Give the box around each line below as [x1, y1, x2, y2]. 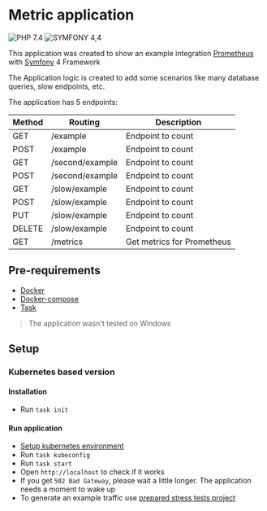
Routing [68, 116, 100, 128]
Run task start [19, 458, 72, 469]
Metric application [8, 6, 135, 24]
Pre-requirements [8, 264, 101, 277]
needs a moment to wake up [19, 484, 116, 494]
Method [12, 116, 44, 128]
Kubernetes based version [8, 366, 115, 378]
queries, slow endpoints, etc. [8, 81, 106, 91]
